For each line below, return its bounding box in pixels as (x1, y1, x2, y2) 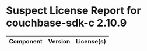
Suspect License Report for (6, 4, 141, 17)
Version (48, 37, 71, 45)
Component (9, 37, 43, 45)
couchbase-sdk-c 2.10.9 (6, 16, 127, 30)
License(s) (75, 37, 106, 45)
